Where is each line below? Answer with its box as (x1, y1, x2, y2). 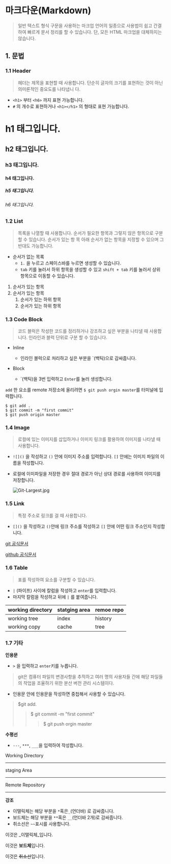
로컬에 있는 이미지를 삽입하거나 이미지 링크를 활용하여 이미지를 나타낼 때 (17, 436, 161, 442)
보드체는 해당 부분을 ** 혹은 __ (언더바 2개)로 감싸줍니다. (12, 814, 123, 821)
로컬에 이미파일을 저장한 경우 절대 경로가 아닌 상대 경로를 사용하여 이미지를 (12, 471, 161, 477)
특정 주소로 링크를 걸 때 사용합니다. (17, 512, 88, 518)
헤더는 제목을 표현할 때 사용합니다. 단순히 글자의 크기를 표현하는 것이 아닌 (17, 80, 163, 86)
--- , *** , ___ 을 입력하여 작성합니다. (12, 742, 83, 749)
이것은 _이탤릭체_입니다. (5, 832, 53, 838)
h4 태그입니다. (5, 175, 35, 181)
